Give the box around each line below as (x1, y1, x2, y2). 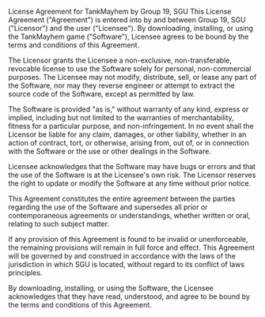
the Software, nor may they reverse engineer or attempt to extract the (8, 81, 235, 90)
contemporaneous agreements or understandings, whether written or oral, (8, 211, 251, 220)
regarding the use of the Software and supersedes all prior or (8, 202, 208, 212)
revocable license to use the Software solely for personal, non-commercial (8, 64, 252, 74)
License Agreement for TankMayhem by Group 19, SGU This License (8, 7, 232, 16)
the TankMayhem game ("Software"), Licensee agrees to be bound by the (8, 32, 249, 41)
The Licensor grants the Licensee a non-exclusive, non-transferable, (8, 55, 232, 65)
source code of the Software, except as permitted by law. (8, 89, 195, 98)
